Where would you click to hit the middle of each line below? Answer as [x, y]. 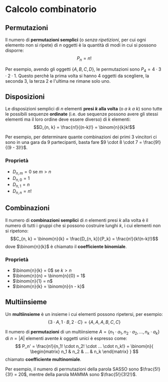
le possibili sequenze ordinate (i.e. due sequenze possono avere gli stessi [82, 114]
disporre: [15, 50]
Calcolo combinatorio [51, 9]
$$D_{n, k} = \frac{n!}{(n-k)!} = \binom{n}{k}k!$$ [84, 127]
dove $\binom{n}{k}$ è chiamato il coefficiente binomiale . [66, 246]
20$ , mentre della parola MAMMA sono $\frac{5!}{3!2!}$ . [77, 374]
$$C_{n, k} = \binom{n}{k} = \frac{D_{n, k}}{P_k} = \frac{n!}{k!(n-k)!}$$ [84, 239]
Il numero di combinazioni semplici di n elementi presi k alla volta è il [77, 220]
